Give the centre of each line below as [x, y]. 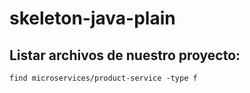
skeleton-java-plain [92, 18]
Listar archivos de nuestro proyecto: [125, 55]
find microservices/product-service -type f [103, 78]
